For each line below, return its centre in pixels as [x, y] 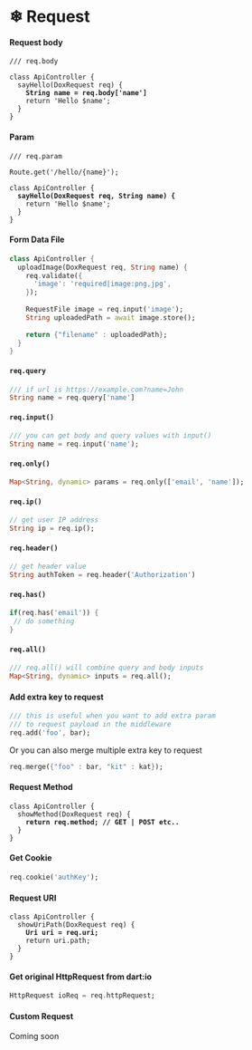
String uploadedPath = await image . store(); [111, 318]
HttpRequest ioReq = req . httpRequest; [82, 996]
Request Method [42, 787]
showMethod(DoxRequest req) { [74, 814]
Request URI [33, 898]
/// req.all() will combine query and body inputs [107, 668]
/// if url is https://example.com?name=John [96, 390]
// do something [44, 621]
